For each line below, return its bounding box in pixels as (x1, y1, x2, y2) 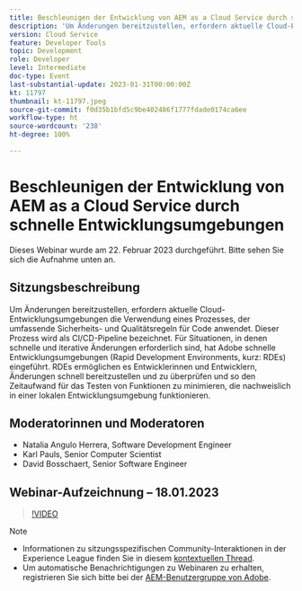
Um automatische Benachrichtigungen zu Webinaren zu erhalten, (22, 562, 265, 573)
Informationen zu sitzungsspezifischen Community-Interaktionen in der (22, 543, 287, 554)
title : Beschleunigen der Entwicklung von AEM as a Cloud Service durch (9, 13, 288, 22)
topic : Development (9, 47, 83, 56)
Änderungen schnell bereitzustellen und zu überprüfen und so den (9, 370, 256, 382)
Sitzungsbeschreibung (9, 280, 141, 295)
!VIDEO (31, 508, 58, 519)
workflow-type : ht (9, 113, 78, 122)
